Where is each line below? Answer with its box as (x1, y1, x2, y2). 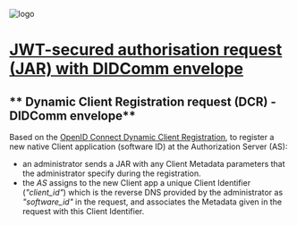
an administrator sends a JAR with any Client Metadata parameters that (21, 159, 285, 169)
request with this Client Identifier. (21, 206, 145, 216)
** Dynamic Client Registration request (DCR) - (9, 94, 277, 109)
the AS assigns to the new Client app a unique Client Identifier (21, 178, 251, 187)
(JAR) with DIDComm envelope (9, 59, 244, 79)
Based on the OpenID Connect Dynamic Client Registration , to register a (9, 132, 275, 142)
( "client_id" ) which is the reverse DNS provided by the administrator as (21, 187, 284, 197)
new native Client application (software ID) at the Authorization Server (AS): (9, 141, 288, 152)
